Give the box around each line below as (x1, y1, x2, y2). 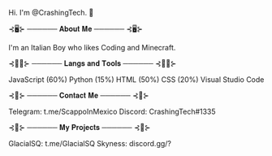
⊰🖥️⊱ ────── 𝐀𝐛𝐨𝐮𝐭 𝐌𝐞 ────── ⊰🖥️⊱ (8, 24, 144, 33)
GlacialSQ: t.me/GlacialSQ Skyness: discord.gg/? (8, 139, 172, 148)
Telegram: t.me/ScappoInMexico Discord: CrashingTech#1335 (8, 106, 217, 116)
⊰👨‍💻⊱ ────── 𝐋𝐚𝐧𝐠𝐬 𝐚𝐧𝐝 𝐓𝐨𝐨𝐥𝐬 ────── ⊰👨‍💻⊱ (8, 58, 177, 68)
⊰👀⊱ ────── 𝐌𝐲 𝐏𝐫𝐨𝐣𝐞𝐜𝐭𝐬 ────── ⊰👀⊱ (8, 123, 151, 132)
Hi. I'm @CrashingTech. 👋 (8, 8, 94, 17)
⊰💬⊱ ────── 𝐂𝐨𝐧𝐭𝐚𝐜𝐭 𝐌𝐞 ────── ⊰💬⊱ (8, 90, 149, 100)
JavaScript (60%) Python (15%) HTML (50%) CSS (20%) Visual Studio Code (8, 75, 265, 84)
